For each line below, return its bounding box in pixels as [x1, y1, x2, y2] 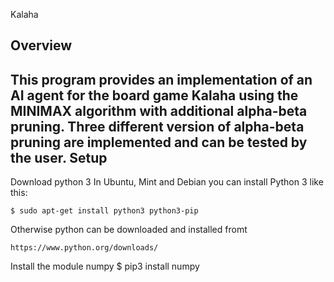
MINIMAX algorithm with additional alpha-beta [10, 102, 308, 119]
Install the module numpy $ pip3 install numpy [10, 260, 200, 273]
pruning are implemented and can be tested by [10, 134, 308, 151]
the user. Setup [10, 149, 108, 166]
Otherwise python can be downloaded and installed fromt [10, 224, 248, 236]
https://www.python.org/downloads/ [10, 243, 159, 253]
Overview [10, 37, 73, 54]
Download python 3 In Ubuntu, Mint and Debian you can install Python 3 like [10, 176, 324, 188]
